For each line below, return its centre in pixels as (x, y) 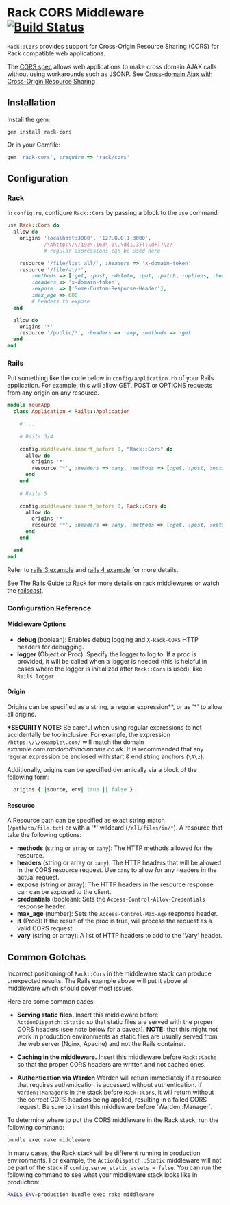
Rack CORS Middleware (76, 13)
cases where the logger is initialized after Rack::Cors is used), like (110, 669)
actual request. (38, 878)
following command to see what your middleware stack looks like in (102, 1175)
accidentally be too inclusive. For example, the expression (89, 735)
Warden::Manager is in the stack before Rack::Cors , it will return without (115, 1092)
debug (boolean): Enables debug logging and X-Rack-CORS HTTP (107, 639)
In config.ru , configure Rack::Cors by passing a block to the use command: (113, 213)
